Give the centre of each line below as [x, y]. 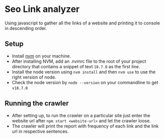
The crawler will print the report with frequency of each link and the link [85, 126]
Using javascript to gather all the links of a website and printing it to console [82, 23]
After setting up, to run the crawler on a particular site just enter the [81, 115]
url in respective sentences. [40, 131]
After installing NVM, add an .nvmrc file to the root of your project [79, 61]
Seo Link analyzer [42, 9]
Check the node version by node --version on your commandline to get [85, 82]
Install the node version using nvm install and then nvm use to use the [84, 72]
